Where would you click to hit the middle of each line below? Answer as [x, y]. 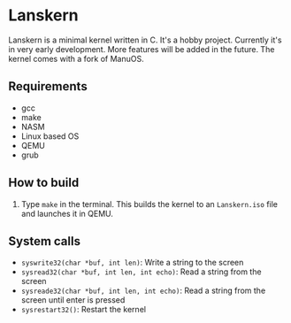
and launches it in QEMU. [67, 213]
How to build [44, 183]
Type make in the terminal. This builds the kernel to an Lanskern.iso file [149, 204]
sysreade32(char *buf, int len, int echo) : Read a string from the [143, 291]
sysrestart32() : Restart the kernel [84, 310]
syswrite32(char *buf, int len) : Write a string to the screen [132, 263]
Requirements [48, 86]
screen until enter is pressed [73, 300]
